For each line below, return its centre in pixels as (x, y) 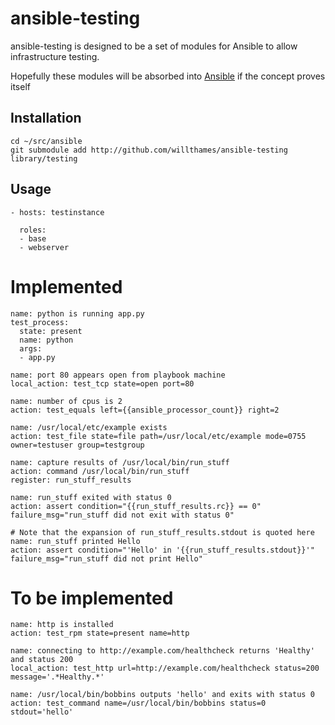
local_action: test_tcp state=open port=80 (102, 383)
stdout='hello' (42, 712)
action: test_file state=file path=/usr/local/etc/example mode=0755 (158, 436)
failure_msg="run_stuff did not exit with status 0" (122, 515)
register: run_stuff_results (71, 480)
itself (20, 86)
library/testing (44, 158)
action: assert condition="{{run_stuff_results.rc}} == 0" (136, 506)
